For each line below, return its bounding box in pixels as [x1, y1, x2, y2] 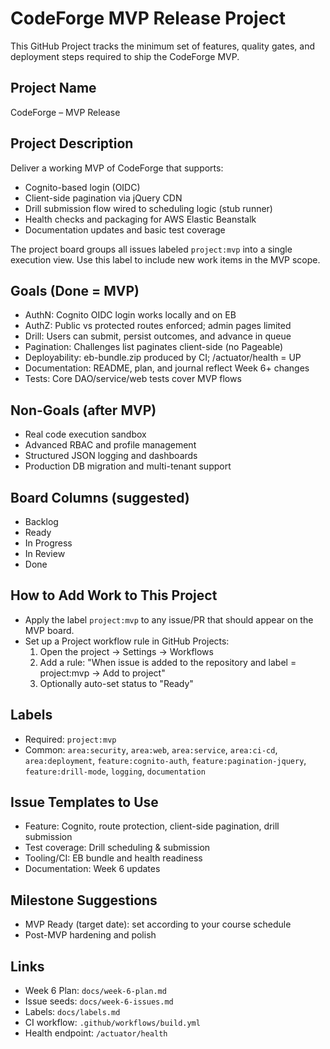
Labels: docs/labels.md [24, 1006, 121, 1018]
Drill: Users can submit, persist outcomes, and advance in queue [24, 330, 292, 342]
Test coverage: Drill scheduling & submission [24, 842, 211, 854]
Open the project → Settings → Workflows [39, 645, 214, 657]
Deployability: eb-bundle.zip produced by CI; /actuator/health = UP [24, 352, 302, 364]
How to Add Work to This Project [10, 587, 218, 604]
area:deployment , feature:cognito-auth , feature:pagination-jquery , [24, 754, 307, 766]
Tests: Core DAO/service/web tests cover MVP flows [24, 373, 242, 385]
